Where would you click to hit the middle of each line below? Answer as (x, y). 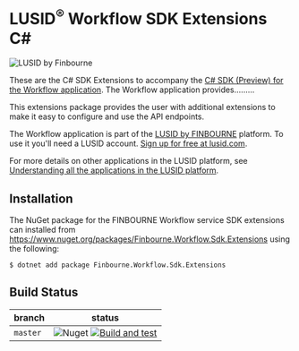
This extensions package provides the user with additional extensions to (142, 107)
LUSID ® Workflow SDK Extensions (138, 17)
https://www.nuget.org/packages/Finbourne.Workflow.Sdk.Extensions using (150, 239)
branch (30, 317)
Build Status (44, 292)
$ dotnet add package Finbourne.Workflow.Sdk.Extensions (118, 265)
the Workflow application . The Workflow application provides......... (132, 90)
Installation (41, 198)
